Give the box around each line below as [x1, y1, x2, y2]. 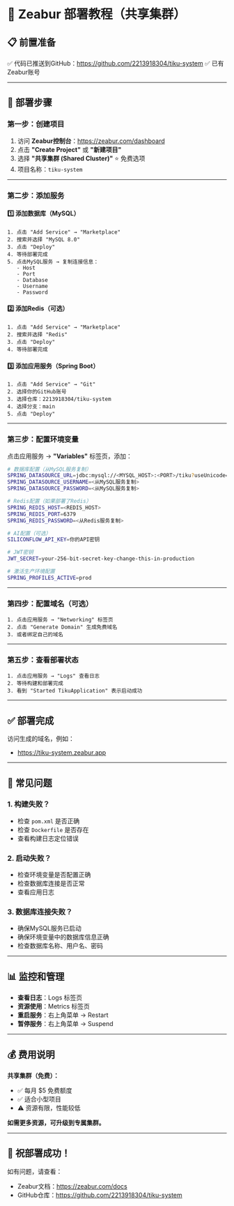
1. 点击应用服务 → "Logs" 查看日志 [7, 672, 100, 680]
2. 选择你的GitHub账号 [7, 389, 67, 395]
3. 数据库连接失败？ [7, 907, 73, 917]
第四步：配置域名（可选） [7, 598, 93, 608]
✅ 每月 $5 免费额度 [17, 1086, 72, 1095]
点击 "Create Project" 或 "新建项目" [17, 145, 122, 153]
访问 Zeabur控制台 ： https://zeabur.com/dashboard [17, 137, 165, 145]
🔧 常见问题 [7, 777, 52, 789]
